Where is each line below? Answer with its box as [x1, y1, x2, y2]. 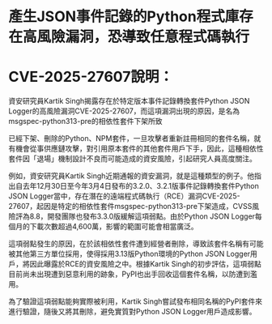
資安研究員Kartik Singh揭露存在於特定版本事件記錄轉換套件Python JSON [8, 96, 250, 106]
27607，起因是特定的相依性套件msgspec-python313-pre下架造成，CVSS [8, 202, 253, 211]
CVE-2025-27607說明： [8, 68, 174, 86]
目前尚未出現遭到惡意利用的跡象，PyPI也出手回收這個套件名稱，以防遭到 [8, 269, 251, 279]
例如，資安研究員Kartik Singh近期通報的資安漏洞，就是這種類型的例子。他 [8, 171, 255, 181]
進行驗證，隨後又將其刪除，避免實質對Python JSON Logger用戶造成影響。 [8, 307, 257, 317]
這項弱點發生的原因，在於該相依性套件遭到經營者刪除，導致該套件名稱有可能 [8, 239, 264, 249]
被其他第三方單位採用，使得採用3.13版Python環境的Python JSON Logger [8, 249, 251, 259]
